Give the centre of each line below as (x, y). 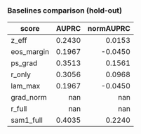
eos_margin (30, 52)
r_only (21, 74)
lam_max (26, 86)
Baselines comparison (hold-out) (65, 11)
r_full (19, 109)
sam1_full (27, 120)
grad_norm (29, 98)
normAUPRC (109, 29)
